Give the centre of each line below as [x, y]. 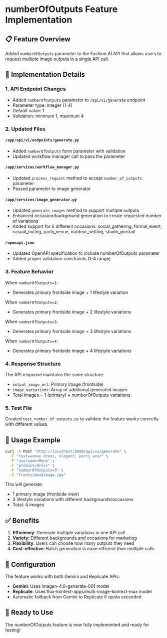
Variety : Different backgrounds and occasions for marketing [74, 538]
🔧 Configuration [30, 565]
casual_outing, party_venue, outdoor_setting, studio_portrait [74, 232]
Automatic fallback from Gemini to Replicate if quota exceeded [77, 597]
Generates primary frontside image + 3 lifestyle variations [72, 331]
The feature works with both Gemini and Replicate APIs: [62, 576]
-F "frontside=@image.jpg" [38, 475]
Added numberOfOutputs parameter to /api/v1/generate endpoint [79, 100]
